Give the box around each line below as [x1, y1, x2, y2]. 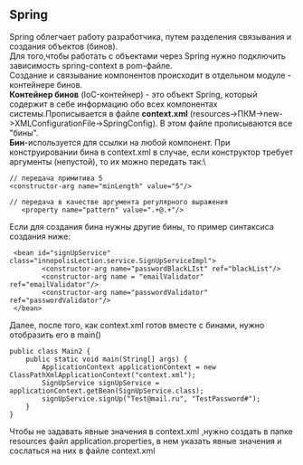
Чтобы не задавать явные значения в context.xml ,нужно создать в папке [9, 425, 294, 437]
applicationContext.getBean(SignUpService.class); [9, 386, 204, 395]
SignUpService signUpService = [42, 378, 160, 387]
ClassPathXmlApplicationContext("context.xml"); [9, 370, 196, 379]
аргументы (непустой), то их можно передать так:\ [9, 156, 206, 166]
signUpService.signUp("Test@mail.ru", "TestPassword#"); [42, 394, 260, 403]
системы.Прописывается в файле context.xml [9, 108, 188, 119]
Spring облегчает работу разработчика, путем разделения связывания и [9, 31, 292, 42]
